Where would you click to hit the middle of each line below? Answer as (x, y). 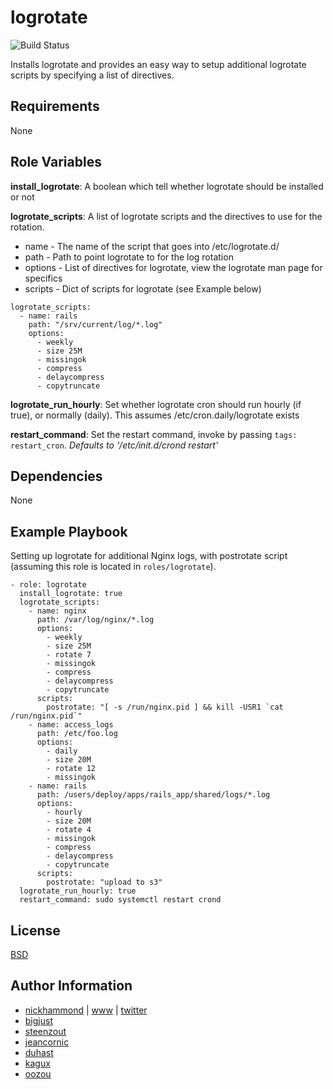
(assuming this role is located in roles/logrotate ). (113, 567)
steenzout (45, 1031)
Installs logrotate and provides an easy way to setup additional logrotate (158, 64)
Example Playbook (69, 531)
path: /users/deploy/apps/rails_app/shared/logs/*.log (153, 795)
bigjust (38, 1020)
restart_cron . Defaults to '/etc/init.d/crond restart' (114, 445)
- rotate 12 (71, 769)
